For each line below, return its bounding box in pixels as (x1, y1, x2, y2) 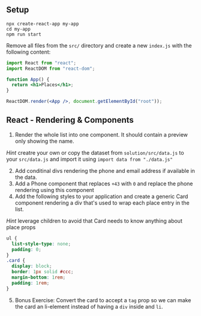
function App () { (6, 76, 50, 82)
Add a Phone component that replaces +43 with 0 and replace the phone (14, 180, 193, 187)
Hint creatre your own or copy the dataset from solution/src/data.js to (6, 149, 184, 156)
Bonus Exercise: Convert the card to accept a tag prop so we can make (14, 296, 191, 303)
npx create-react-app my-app (6, 20, 79, 26)
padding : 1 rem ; (11, 280, 50, 286)
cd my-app (6, 26, 31, 32)
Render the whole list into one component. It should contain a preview (14, 131, 188, 138)
